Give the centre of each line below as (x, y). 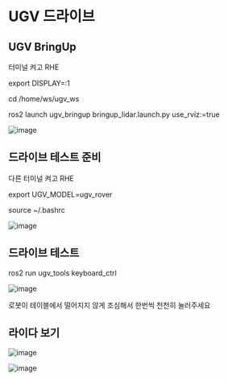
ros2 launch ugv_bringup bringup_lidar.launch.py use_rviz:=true (114, 114)
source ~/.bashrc (37, 209)
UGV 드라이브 (52, 17)
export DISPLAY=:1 (39, 83)
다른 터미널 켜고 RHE (41, 178)
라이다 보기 (34, 333)
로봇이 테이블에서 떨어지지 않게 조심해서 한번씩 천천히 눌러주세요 (110, 305)
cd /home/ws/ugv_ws (44, 99)
